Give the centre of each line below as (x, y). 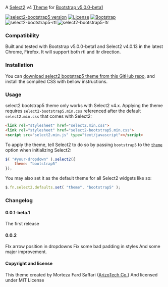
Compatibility (22, 35)
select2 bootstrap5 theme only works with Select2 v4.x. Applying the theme (84, 105)
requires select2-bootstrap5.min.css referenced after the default (73, 111)
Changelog (19, 200)
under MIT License (25, 280)
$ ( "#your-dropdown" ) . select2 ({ (40, 159)
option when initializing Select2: (38, 150)
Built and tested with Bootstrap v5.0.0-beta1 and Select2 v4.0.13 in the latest (84, 46)
